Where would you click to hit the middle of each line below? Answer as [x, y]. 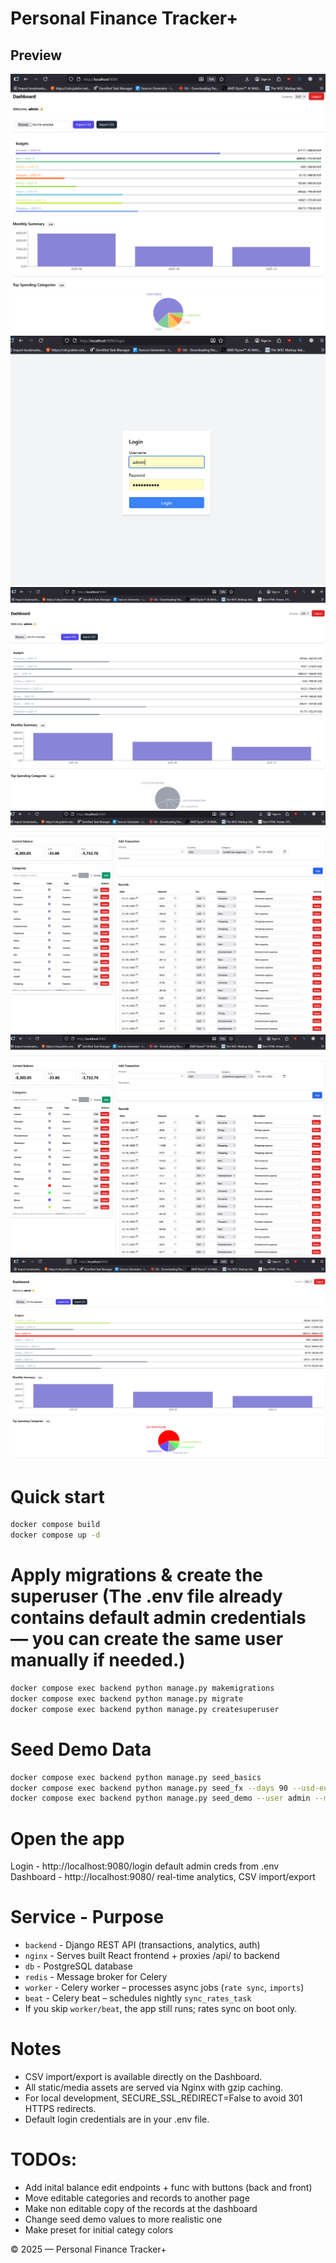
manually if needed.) [98, 1660]
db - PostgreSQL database [78, 1966]
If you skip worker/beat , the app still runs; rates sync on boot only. [161, 2009]
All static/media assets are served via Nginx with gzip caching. [154, 2088]
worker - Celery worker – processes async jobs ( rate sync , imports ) [164, 1988]
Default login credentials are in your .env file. [117, 2119]
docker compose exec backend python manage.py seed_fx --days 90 [149, 1788]
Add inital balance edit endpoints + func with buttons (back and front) [168, 2188]
